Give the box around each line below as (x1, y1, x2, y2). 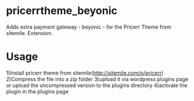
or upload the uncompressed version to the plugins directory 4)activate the (6, 82, 188, 89)
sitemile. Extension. (6, 29, 53, 36)
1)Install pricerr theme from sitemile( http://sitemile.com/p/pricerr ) (6, 69, 164, 76)
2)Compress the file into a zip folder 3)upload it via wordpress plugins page (6, 75, 189, 82)
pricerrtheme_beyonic (6, 4, 118, 18)
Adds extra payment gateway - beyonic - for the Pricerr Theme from (6, 23, 172, 30)
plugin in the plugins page (6, 88, 69, 95)
